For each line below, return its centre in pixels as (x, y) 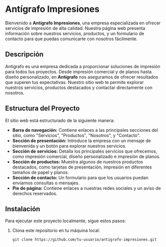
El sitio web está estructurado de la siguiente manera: (60, 120)
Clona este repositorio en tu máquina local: (56, 231)
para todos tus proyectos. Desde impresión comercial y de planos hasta (79, 72)
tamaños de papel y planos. (41, 172)
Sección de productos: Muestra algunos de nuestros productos (78, 162)
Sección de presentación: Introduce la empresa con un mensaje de (82, 141)
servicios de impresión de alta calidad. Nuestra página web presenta (75, 28)
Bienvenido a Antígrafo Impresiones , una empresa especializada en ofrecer (83, 23)
